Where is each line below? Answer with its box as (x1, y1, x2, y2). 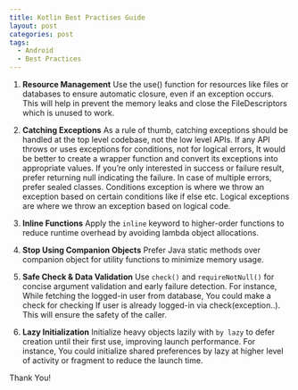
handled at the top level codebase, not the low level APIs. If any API (21, 135, 270, 145)
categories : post (9, 29, 74, 38)
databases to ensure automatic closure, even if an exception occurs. (21, 88, 275, 99)
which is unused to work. (21, 108, 115, 118)
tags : (9, 37, 29, 47)
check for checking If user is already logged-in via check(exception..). (21, 300, 281, 311)
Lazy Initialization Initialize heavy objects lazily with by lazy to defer (21, 327, 275, 337)
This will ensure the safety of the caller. (21, 310, 168, 319)
